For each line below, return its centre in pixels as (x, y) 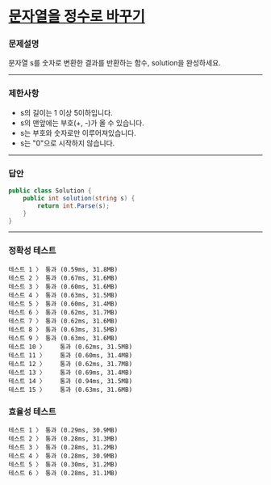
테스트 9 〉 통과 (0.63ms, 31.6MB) (63, 338)
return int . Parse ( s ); (74, 206)
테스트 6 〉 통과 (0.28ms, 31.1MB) (63, 474)
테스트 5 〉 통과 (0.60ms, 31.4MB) (63, 304)
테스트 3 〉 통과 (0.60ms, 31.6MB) (63, 287)
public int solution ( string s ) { (79, 198)
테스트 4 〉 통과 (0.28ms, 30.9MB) (63, 456)
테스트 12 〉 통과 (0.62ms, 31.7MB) (71, 364)
